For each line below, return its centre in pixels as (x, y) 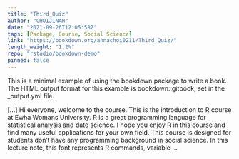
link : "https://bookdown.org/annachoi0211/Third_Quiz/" (92, 41)
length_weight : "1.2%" (41, 47)
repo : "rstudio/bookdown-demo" (54, 54)
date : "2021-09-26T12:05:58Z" (52, 27)
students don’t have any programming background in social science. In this (118, 140)
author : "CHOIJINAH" (38, 21)
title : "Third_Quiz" (38, 14)
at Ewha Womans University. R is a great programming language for (107, 117)
